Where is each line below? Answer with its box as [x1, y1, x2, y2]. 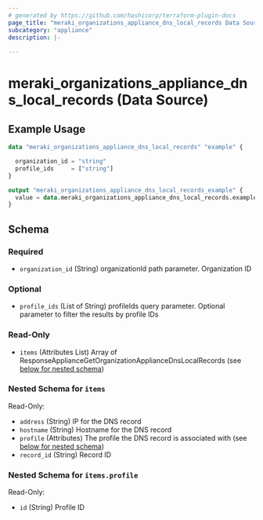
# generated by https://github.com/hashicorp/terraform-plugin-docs [8, 11, 236, 20]
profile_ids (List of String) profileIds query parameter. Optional [19, 302, 225, 311]
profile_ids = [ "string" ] [15, 164, 113, 173]
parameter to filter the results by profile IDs [19, 309, 159, 319]
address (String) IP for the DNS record [19, 416, 142, 426]
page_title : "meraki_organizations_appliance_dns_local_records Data [8, 19, 240, 27]
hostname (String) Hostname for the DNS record [19, 425, 172, 434]
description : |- [8, 33, 61, 42]
